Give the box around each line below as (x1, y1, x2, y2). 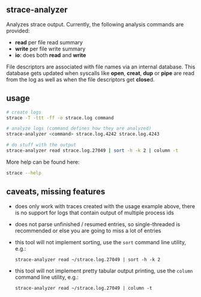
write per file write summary (14, 45, 86, 52)
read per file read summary (14, 38, 83, 46)
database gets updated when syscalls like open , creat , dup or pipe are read (6, 69, 195, 77)
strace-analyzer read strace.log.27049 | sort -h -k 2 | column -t (6, 148, 179, 154)
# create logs (6, 109, 42, 115)
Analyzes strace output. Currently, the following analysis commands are (6, 20, 184, 28)
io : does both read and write (14, 51, 86, 59)
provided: (6, 27, 30, 34)
